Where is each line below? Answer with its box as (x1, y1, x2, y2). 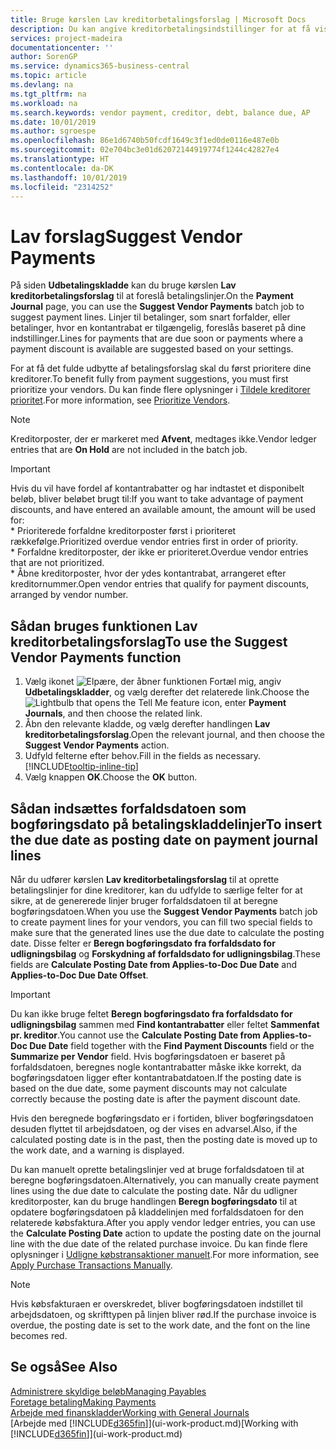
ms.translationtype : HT (10, 154, 110, 164)
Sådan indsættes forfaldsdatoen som (10, 800, 247, 817)
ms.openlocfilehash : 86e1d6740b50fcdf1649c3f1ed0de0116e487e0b (10, 136, 280, 146)
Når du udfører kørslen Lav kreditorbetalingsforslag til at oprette (10, 873, 280, 885)
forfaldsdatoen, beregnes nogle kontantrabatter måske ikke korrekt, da (10, 1061, 302, 1073)
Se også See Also (10, 1359, 118, 1376)
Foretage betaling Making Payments (10, 1396, 157, 1408)
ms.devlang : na (10, 80, 74, 90)
